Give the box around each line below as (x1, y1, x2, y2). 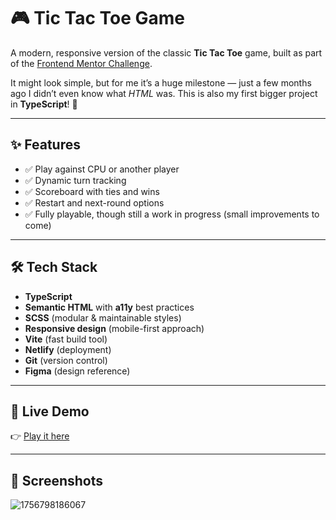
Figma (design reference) (24, 365, 131, 377)
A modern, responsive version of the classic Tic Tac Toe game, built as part (10, 46, 323, 59)
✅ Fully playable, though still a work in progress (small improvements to (24, 208, 320, 220)
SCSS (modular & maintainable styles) (24, 311, 182, 324)
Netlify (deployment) (24, 343, 112, 355)
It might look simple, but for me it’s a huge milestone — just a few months (10, 76, 312, 89)
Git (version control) (24, 354, 108, 366)
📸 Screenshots (10, 472, 104, 489)
